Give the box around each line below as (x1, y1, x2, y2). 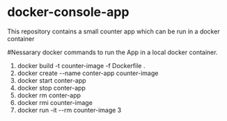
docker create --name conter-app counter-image (17, 69, 159, 77)
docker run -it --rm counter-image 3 (17, 106, 122, 114)
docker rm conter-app (17, 91, 81, 99)
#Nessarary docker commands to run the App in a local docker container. (7, 48, 218, 56)
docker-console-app (7, 4, 130, 20)
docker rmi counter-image (17, 98, 93, 106)
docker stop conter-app (17, 83, 86, 92)
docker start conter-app (17, 76, 86, 84)
